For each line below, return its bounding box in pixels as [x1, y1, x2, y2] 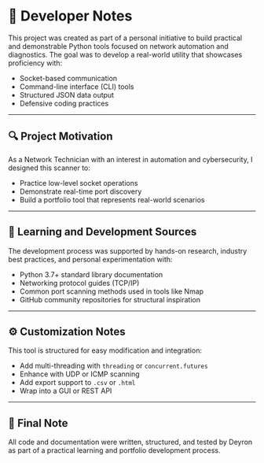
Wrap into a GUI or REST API [19, 386, 112, 396]
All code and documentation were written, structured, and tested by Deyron [8, 437, 253, 447]
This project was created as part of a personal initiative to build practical [8, 33, 242, 43]
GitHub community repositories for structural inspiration [19, 294, 200, 304]
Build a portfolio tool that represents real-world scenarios [19, 194, 205, 204]
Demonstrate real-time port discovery [19, 187, 142, 196]
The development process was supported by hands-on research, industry [8, 246, 247, 255]
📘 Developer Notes [8, 7, 133, 25]
